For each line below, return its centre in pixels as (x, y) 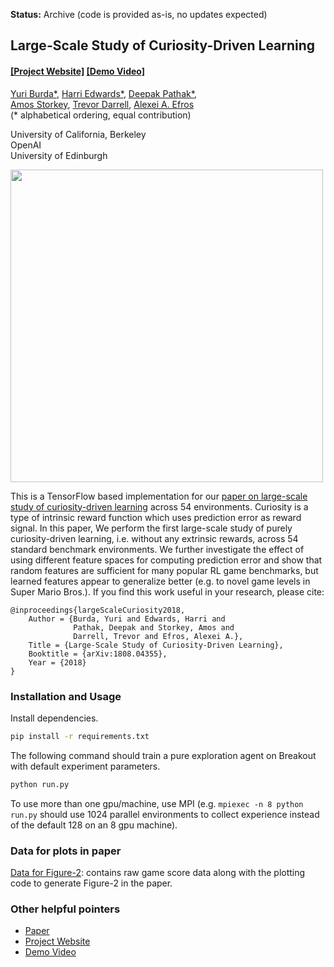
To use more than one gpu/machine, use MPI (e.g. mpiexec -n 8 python (157, 803)
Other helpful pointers (65, 909)
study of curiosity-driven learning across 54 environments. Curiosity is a (159, 506)
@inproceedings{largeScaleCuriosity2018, (98, 610)
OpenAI (26, 145)
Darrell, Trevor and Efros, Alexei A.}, (158, 636)
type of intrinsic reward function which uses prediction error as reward (156, 517)
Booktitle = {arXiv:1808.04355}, (98, 654)
